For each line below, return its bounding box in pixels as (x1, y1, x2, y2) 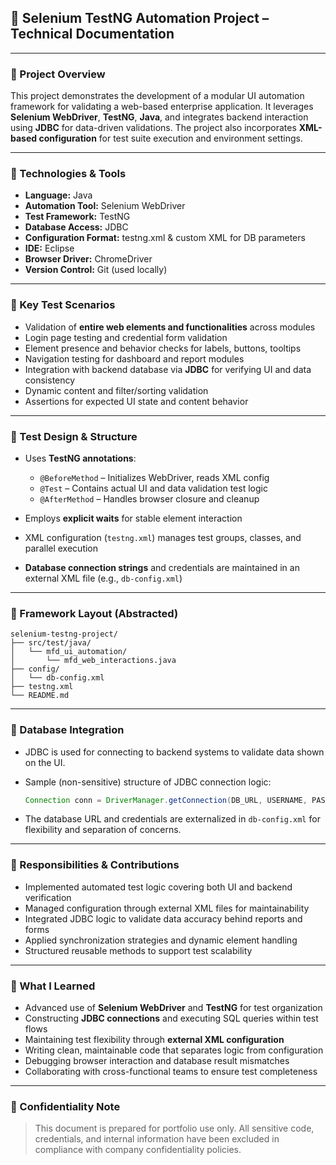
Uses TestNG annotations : (24, 452, 137, 464)
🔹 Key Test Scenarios (10, 298, 116, 312)
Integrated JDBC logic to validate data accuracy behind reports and (24, 912, 303, 925)
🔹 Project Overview (10, 67, 106, 81)
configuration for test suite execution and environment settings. (38, 132, 303, 145)
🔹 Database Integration (10, 723, 125, 737)
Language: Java (24, 189, 93, 201)
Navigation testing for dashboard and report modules (24, 352, 245, 365)
